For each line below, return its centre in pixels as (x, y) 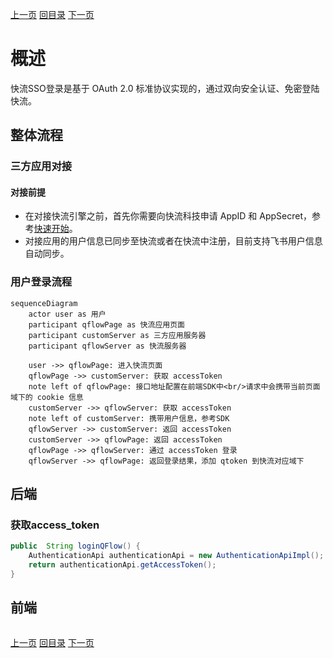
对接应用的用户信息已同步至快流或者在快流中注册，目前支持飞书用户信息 (173, 241)
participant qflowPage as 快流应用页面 (106, 324)
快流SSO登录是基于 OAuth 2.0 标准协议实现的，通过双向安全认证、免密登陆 (165, 88)
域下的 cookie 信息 (47, 397)
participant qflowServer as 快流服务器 (107, 346)
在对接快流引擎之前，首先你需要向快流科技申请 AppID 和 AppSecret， (168, 216)
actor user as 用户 (67, 314)
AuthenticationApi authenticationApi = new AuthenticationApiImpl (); (176, 556)
